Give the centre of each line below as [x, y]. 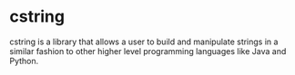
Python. [24, 61]
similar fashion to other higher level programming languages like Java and [148, 51]
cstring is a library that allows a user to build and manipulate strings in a [144, 42]
